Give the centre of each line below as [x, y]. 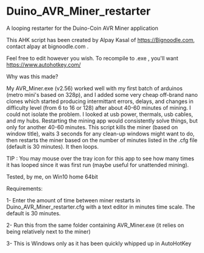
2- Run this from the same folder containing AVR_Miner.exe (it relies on [95, 225]
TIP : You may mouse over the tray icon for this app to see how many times [100, 158]
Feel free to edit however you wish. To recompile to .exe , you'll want [92, 58]
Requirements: [24, 188]
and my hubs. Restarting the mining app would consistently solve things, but [102, 121]
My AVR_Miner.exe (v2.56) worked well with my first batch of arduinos [94, 88]
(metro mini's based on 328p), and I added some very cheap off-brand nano [102, 94]
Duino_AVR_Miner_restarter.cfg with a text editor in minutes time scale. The [101, 207]
